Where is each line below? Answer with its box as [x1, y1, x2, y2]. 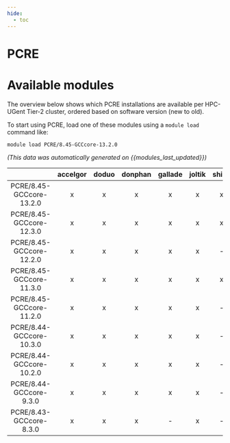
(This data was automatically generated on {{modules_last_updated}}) [7, 153, 207, 161]
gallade [157, 169, 183, 179]
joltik [189, 169, 206, 179]
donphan [121, 169, 152, 179]
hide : [7, 10, 23, 17]
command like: [7, 128, 49, 136]
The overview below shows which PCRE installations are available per [7, 100, 204, 108]
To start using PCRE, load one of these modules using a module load [7, 121, 200, 129]
